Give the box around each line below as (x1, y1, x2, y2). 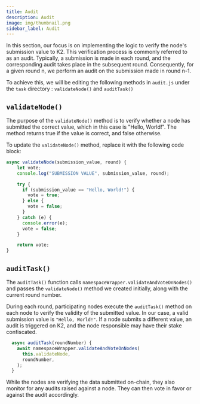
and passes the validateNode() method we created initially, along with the (6, 285, 188, 292)
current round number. (6, 291, 62, 298)
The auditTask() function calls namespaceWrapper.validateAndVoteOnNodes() (6, 279, 193, 285)
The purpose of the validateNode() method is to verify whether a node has (6, 117, 190, 124)
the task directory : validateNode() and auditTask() (6, 85, 134, 93)
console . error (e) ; (21, 220, 68, 226)
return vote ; (17, 242, 50, 248)
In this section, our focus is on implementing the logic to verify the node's (6, 42, 187, 49)
